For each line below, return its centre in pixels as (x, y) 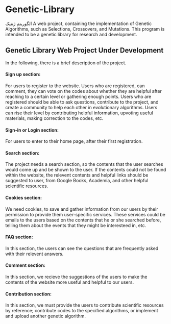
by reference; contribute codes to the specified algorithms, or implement (82, 311)
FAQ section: (19, 237)
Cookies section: (24, 197)
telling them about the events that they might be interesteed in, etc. (76, 225)
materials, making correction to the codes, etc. (54, 118)
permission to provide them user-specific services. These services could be (86, 214)
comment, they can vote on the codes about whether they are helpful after (84, 91)
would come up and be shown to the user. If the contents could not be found (86, 170)
